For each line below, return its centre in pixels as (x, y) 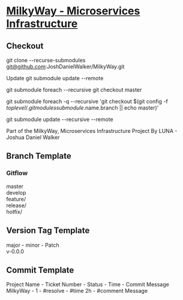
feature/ (16, 199)
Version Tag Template (48, 231)
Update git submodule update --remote (55, 78)
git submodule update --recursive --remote (60, 119)
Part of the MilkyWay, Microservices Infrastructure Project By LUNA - (92, 131)
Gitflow (17, 173)
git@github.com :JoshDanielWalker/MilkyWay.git (65, 66)
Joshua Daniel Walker (33, 137)
